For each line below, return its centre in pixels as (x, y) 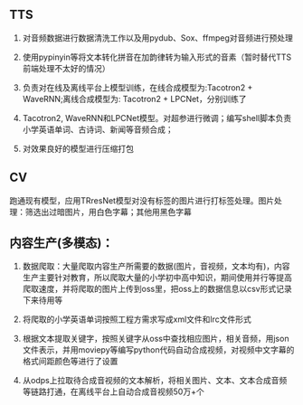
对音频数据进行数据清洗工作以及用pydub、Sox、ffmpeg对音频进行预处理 (158, 38)
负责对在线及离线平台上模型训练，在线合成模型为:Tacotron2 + (137, 87)
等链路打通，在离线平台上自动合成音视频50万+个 (114, 391)
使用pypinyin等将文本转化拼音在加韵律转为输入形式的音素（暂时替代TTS (157, 57)
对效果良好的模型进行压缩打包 (78, 148)
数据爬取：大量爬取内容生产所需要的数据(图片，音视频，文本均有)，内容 (156, 267)
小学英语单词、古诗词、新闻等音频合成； (98, 129)
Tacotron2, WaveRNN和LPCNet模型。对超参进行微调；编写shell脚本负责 (157, 118)
